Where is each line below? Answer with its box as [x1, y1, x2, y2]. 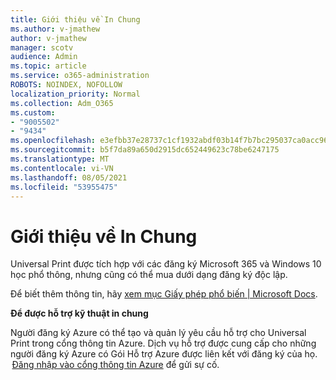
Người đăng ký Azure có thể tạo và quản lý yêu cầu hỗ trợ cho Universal [10, 327, 307, 339]
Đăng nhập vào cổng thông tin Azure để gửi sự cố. [11, 359, 220, 371]
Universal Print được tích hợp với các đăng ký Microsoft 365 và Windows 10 [10, 258, 322, 270]
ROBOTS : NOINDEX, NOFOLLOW [10, 80, 123, 90]
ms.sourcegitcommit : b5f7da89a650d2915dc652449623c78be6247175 [10, 145, 280, 155]
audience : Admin [10, 52, 78, 62]
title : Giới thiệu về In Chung [10, 14, 141, 25]
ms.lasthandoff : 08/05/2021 [10, 172, 128, 183]
